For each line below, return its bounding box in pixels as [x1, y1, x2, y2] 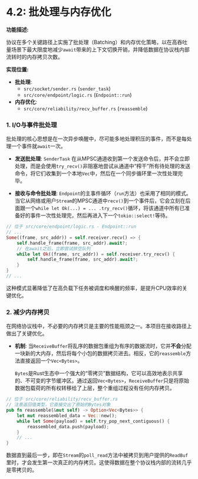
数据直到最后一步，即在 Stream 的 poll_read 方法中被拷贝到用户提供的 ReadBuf [6, 452, 189, 459]
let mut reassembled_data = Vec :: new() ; [16, 412, 117, 419]
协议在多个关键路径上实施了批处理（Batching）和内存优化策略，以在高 [6, 38, 177, 45]
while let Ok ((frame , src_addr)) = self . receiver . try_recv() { [16, 251, 176, 257]
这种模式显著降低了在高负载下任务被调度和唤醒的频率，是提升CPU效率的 [6, 284, 183, 291]
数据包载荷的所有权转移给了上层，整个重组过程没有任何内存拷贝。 [14, 385, 175, 392]
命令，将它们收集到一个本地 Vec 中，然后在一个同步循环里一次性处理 [14, 170, 178, 177]
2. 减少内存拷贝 [6, 308, 50, 316]
